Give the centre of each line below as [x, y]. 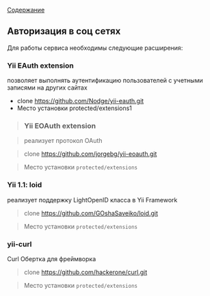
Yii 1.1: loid [25, 185]
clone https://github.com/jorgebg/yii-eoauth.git [90, 154]
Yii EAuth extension [40, 66]
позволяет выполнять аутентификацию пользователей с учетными [105, 81]
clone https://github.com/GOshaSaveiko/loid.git [91, 213]
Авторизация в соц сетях [64, 31]
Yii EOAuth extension [60, 126]
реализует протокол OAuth [63, 141]
